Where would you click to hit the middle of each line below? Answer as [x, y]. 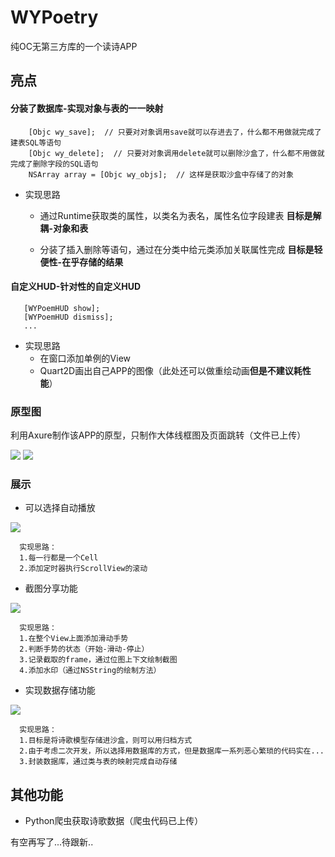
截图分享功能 [51, 588]
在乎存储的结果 [92, 262]
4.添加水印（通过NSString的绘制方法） [90, 671]
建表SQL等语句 [36, 142]
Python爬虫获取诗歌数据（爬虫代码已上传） [114, 821]
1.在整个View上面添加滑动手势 [74, 639]
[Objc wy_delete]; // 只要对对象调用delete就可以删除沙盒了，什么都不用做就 [176, 153]
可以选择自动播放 [60, 508]
